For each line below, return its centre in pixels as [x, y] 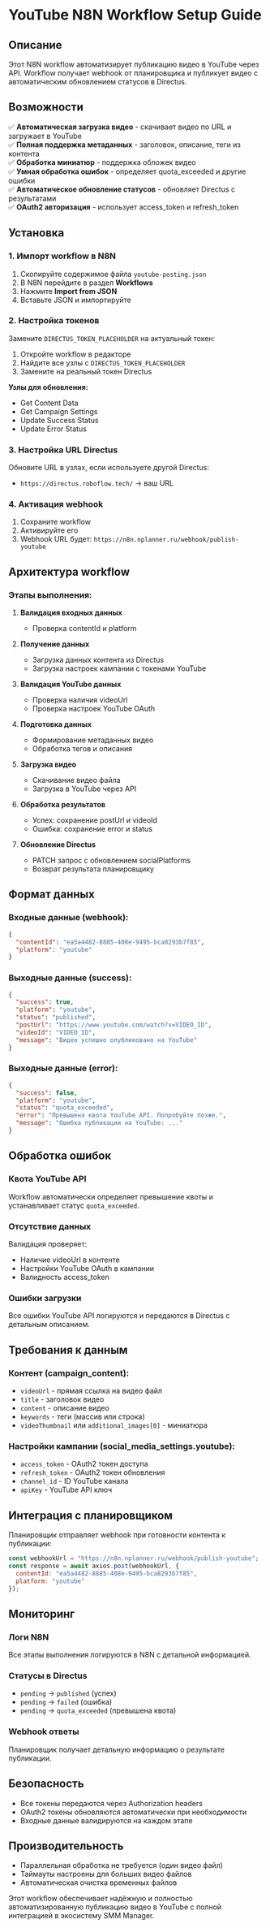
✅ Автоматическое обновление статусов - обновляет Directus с [122, 189]
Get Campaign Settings [59, 411]
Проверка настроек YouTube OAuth [94, 709]
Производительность [66, 1846]
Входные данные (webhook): [69, 918]
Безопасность [46, 1784]
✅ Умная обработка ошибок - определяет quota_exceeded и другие [127, 171]
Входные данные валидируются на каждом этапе [106, 1820]
